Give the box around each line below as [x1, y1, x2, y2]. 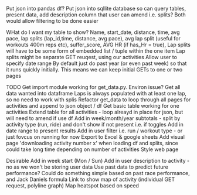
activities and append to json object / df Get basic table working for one [6, 102, 180, 109]
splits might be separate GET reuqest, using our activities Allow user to [6, 54, 178, 60]
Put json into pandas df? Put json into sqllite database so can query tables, [6, 5, 186, 12]
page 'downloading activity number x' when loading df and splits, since [6, 140, 179, 146]
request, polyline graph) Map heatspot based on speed [6, 182, 140, 189]
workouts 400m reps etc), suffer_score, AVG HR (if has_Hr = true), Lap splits [6, 41, 191, 48]
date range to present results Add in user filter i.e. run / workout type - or [6, 127, 183, 134]
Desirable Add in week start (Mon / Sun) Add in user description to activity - [6, 158, 189, 164]
